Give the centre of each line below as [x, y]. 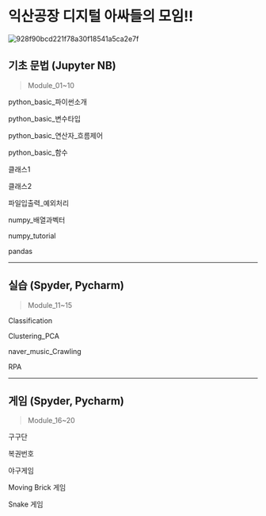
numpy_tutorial [32, 236]
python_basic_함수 [38, 152]
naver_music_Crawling [45, 351]
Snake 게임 [26, 504]
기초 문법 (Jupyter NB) [62, 65]
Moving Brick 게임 [37, 487]
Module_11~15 [50, 305]
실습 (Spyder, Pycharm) [66, 285]
